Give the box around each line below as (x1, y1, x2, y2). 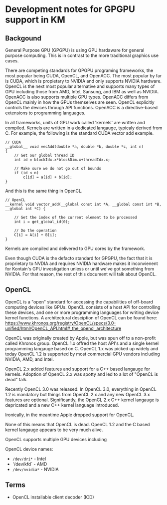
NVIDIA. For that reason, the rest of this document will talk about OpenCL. (5, 271, 157, 277)
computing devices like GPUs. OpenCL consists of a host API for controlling (5, 304, 161, 310)
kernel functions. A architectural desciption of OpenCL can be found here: (5, 314, 158, 320)
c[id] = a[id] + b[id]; (23, 175, 72, 180)
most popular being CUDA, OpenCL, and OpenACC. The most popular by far (5, 73, 162, 78)
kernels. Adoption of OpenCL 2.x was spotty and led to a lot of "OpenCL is (5, 371, 158, 377)
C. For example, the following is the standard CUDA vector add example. (5, 130, 154, 136)
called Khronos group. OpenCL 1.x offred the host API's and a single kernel (5, 340, 159, 346)
